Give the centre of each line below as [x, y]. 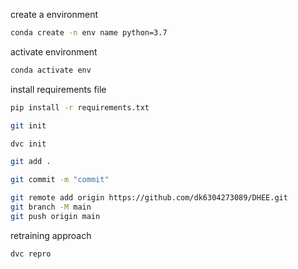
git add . [31, 162]
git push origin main [55, 216]
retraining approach [51, 235]
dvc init [28, 144]
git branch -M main [51, 207]
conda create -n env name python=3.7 [89, 33]
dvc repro [31, 254]
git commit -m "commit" [60, 180]
